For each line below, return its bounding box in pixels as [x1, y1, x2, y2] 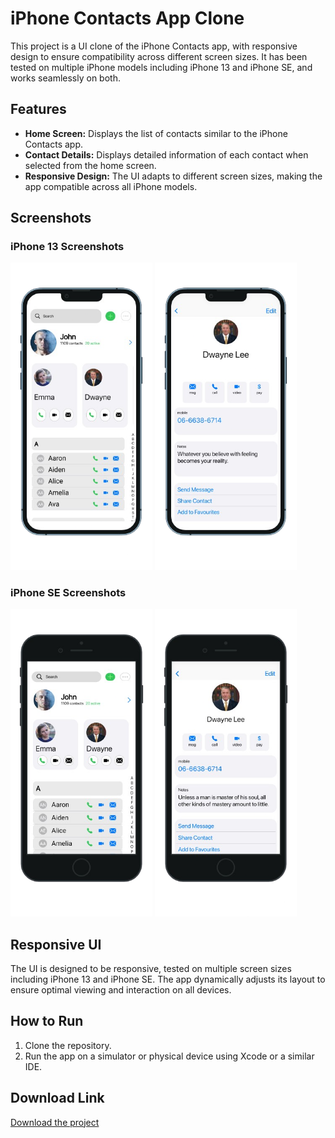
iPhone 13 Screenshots [10, 240, 125, 254]
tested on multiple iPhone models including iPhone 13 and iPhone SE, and [10, 61, 313, 73]
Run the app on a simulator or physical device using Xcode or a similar [24, 1050, 315, 1062]
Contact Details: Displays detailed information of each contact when [24, 148, 309, 161]
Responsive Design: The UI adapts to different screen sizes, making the [24, 170, 323, 182]
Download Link [10, 1090, 105, 1107]
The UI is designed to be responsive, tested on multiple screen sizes [10, 962, 292, 974]
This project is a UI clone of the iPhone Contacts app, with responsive [10, 40, 298, 52]
